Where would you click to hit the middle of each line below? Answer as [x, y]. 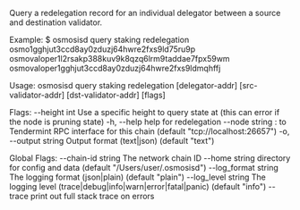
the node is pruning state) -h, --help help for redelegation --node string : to [148, 122]
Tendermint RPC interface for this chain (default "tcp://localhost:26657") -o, [150, 131]
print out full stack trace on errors [92, 196]
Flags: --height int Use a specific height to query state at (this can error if [145, 112]
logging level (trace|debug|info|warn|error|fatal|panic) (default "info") [138, 186]
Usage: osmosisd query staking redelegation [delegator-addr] [124, 85]
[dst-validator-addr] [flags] [116, 95]
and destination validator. [56, 22]
